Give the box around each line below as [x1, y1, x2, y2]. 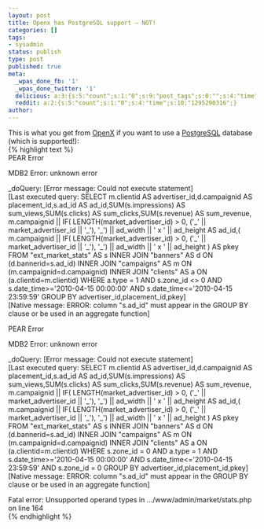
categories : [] [8, 26, 58, 34]
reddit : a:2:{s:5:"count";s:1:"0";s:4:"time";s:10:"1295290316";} [15, 99, 237, 107]
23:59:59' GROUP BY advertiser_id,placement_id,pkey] [8, 292, 186, 301]
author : [8, 107, 34, 115]
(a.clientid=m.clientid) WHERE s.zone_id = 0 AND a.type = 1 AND [8, 446, 218, 456]
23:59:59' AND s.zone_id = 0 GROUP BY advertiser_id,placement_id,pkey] [8, 463, 249, 472]
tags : [8, 33, 26, 42]
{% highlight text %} [8, 145, 74, 154]
